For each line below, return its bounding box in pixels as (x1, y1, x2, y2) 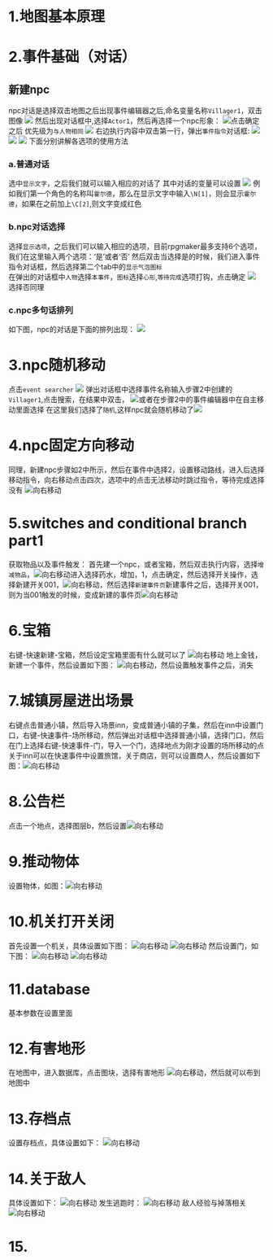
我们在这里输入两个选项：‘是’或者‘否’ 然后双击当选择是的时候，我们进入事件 (8, 252, 260, 261)
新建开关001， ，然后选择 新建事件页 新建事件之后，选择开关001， (15, 580, 263, 589)
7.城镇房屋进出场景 (8, 692, 134, 711)
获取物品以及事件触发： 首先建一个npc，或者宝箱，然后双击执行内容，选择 (8, 559, 258, 569)
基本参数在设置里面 (8, 1008, 73, 1017)
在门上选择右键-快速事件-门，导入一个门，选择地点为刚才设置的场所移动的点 (8, 740, 264, 750)
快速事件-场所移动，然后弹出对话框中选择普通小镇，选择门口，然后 (40, 730, 264, 740)
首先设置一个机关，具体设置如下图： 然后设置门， (8, 941, 252, 951)
